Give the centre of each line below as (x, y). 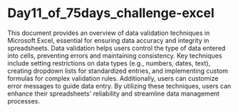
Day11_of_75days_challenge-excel (111, 13)
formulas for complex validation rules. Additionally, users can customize (113, 78)
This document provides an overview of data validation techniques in (109, 33)
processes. (24, 101)
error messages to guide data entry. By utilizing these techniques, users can (119, 86)
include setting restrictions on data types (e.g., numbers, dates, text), (109, 63)
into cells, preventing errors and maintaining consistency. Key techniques (115, 56)
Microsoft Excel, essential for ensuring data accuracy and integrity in (108, 40)
